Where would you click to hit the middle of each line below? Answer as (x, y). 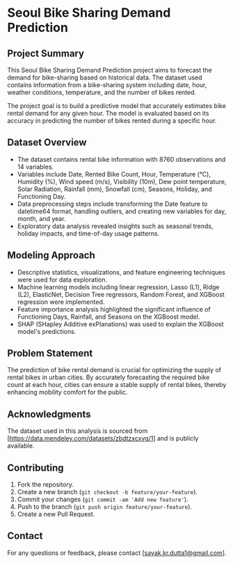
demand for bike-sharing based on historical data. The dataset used (105, 77)
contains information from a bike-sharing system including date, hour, (107, 85)
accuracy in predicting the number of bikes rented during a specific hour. (112, 121)
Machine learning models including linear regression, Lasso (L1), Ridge (119, 287)
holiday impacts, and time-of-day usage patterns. (88, 233)
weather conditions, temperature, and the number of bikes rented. (102, 92)
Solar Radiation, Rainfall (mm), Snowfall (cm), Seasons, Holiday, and (114, 189)
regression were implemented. (61, 302)
